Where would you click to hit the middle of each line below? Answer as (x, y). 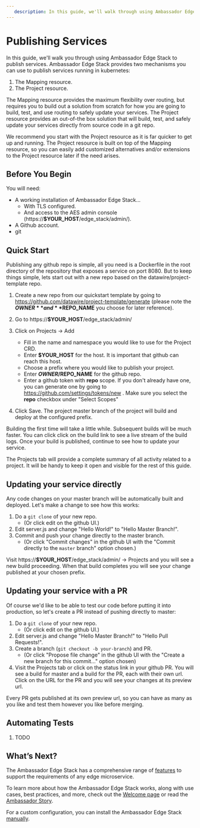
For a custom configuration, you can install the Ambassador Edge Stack (94, 813)
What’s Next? (32, 756)
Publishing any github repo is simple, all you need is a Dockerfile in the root (98, 265)
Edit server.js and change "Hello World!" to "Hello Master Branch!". (96, 529)
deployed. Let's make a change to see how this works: (73, 505)
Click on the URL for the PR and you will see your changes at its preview (103, 680)
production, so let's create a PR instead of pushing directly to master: (91, 611)
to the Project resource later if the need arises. (63, 155)
